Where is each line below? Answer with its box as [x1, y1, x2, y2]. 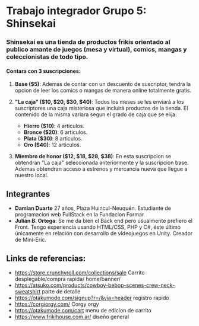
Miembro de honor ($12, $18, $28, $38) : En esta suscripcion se [14, 153, 171, 160]
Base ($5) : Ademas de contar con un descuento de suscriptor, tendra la [14, 81, 191, 88]
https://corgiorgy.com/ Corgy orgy [14, 301, 99, 308]
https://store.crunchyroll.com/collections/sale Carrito [14, 269, 145, 276]
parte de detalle [42, 287, 81, 295]
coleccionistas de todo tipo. [6, 53, 89, 61]
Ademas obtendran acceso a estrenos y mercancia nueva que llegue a [14, 165, 188, 172]
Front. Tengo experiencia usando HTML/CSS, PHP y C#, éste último [14, 223, 181, 231]
